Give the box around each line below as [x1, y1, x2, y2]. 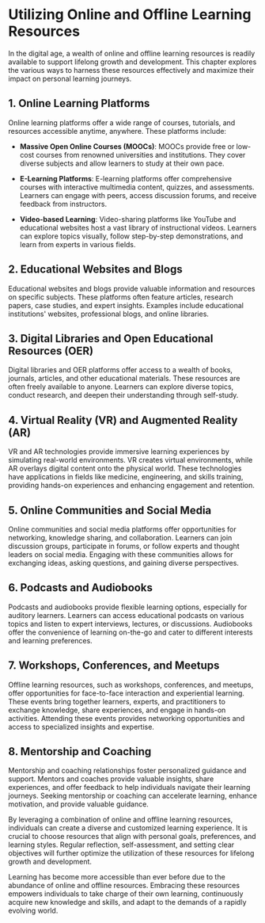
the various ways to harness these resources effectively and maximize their [8, 65, 255, 74]
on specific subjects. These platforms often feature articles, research [8, 292, 233, 302]
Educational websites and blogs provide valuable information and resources [8, 284, 256, 293]
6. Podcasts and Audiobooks [8, 581, 153, 595]
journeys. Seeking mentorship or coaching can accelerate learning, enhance [8, 791, 257, 801]
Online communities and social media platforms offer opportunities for [8, 524, 237, 534]
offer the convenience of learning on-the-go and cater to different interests [8, 627, 253, 637]
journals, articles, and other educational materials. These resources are [8, 374, 240, 383]
